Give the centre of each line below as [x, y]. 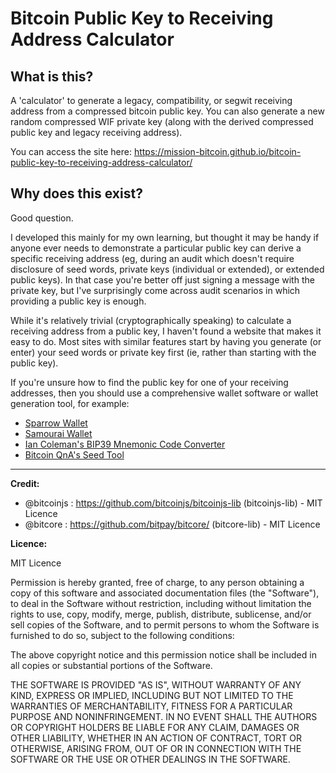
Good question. [42, 218]
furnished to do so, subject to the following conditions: [122, 635]
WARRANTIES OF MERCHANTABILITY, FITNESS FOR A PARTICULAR [151, 706]
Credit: [25, 483]
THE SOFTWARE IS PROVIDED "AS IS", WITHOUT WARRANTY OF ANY [156, 684]
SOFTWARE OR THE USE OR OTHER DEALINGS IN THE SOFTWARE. [150, 759]
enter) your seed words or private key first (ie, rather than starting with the [163, 352]
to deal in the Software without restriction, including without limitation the [161, 603]
